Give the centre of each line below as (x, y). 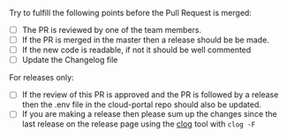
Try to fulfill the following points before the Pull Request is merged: (130, 13)
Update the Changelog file (70, 60)
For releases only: (42, 78)
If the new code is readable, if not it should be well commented (136, 50)
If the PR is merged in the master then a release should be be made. (145, 40)
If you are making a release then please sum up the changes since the (150, 114)
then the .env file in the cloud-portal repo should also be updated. (142, 104)
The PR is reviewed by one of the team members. (112, 30)
